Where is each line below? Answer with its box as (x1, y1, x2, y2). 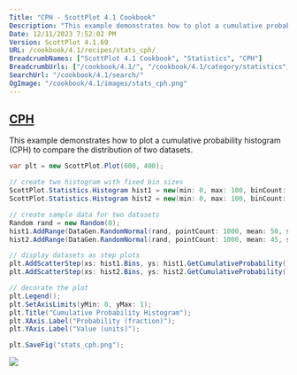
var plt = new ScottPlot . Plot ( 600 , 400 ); (9, 161, 164, 171)
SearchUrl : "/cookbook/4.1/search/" (9, 71, 144, 80)
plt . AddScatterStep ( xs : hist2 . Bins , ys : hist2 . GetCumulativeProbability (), (9, 268, 294, 277)
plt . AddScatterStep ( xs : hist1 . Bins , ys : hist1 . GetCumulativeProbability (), (9, 259, 294, 269)
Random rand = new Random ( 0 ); (9, 218, 121, 227)
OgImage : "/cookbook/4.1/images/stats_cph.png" (9, 79, 188, 88)
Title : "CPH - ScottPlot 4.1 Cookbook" (9, 12, 156, 22)
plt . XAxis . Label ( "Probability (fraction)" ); (9, 316, 176, 325)
